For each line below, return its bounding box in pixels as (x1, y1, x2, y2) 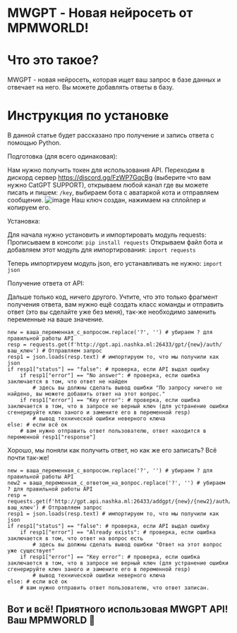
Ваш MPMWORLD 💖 (7, 615, 95, 627)
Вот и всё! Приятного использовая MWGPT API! (7, 603, 229, 615)
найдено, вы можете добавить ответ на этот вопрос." (7, 391, 166, 398)
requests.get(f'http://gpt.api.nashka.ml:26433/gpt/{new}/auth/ (29, 341, 222, 348)
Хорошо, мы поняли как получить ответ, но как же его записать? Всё (7, 446, 217, 455)
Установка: (7, 217, 41, 226)
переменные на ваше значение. (7, 315, 104, 324)
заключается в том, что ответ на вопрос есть (7, 535, 143, 542)
